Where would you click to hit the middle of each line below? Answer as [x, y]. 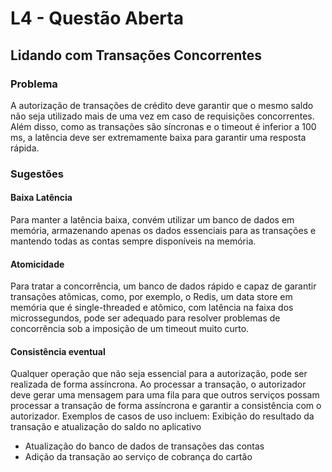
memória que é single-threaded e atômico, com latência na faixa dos [152, 308]
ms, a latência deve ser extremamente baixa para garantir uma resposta [158, 137]
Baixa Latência [41, 198]
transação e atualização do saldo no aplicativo [106, 427]
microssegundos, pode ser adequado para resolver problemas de [145, 318]
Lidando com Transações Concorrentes [136, 55]
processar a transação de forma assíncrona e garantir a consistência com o [166, 406]
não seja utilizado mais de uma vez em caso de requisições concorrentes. [162, 116]
